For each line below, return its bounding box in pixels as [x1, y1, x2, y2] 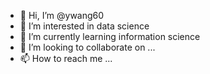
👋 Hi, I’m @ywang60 [19, 10, 105, 21]
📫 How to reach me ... [19, 53, 113, 64]
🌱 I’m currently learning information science [19, 31, 201, 42]
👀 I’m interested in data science [19, 20, 150, 32]
